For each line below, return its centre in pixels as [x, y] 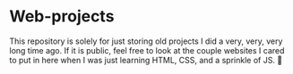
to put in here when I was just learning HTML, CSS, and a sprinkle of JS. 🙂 [146, 60]
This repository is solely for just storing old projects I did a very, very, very [146, 41]
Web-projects [62, 16]
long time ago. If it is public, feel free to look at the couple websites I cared [147, 50]
